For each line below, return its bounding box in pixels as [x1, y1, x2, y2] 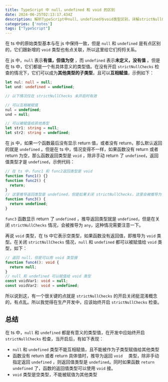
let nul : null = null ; [5, 80, 52, 85]
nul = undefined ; [5, 107, 41, 112]
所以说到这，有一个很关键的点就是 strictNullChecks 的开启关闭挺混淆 [5, 293, 149, 299]
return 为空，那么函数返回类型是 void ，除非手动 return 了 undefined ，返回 [5, 152, 159, 158]
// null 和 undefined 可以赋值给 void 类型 [5, 274, 91, 279]
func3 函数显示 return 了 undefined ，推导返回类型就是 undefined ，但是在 [5, 216, 156, 222]
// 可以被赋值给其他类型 [5, 121, 49, 126]
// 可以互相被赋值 [5, 102, 38, 108]
